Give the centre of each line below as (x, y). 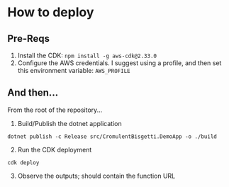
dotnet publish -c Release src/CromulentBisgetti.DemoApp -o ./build (112, 136)
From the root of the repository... (55, 110)
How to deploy (51, 12)
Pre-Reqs (29, 39)
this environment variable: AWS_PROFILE (74, 70)
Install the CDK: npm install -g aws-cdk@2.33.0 (87, 55)
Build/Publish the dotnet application (69, 123)
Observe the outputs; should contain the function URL (96, 176)
